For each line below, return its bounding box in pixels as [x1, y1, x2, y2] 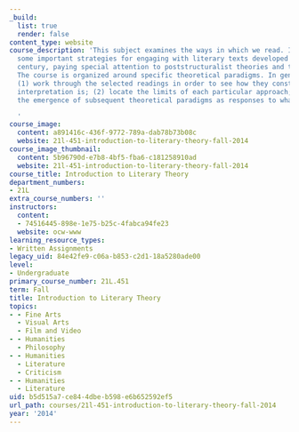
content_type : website [9, 37, 93, 47]
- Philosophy [17, 343, 66, 352]
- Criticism [17, 368, 62, 377]
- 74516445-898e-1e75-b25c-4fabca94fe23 [17, 219, 169, 228]
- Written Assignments [9, 244, 93, 253]
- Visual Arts [17, 318, 69, 327]
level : [9, 260, 34, 269]
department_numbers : [9, 178, 86, 187]
